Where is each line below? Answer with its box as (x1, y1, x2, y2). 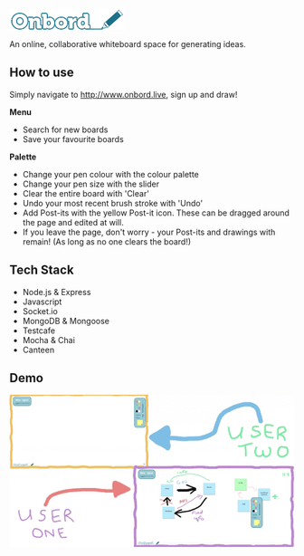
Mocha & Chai (22, 334, 75, 345)
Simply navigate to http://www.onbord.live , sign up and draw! (9, 89, 238, 100)
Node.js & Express (22, 286, 91, 297)
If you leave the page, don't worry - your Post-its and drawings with (22, 226, 276, 237)
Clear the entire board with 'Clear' (22, 187, 149, 198)
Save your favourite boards (22, 133, 124, 144)
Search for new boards (22, 124, 109, 135)
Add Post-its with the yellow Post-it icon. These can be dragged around (22, 207, 290, 218)
